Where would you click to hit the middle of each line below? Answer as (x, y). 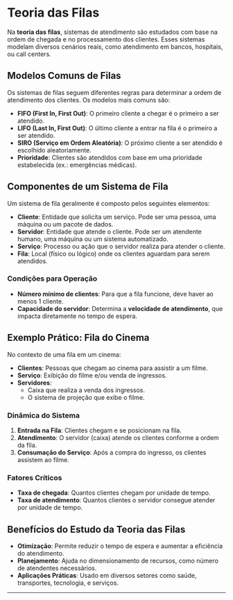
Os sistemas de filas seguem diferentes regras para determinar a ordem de (114, 92)
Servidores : (34, 382)
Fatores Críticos (35, 477)
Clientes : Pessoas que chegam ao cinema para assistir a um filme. (112, 368)
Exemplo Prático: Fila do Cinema (78, 338)
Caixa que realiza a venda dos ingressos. (86, 390)
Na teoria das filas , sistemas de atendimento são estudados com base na (113, 32)
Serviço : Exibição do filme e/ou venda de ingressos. (92, 375)
